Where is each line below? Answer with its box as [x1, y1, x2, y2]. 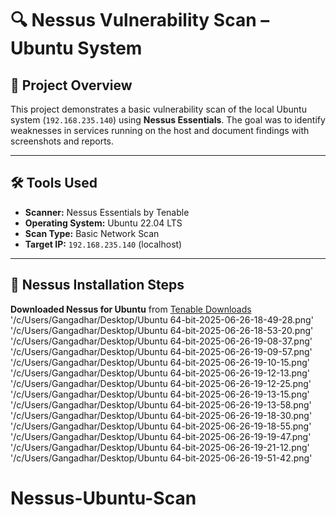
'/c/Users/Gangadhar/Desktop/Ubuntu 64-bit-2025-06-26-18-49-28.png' [10, 313, 314, 326]
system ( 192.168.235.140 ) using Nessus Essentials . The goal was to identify [10, 114, 326, 126]
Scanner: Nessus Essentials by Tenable [24, 206, 190, 218]
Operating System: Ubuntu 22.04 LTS [24, 217, 183, 229]
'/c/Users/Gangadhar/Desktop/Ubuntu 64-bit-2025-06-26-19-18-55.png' [10, 420, 312, 432]
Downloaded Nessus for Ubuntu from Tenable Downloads [10, 303, 252, 315]
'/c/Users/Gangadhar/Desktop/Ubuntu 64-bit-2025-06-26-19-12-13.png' [10, 367, 311, 379]
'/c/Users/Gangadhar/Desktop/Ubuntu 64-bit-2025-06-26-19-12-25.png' [10, 377, 312, 389]
